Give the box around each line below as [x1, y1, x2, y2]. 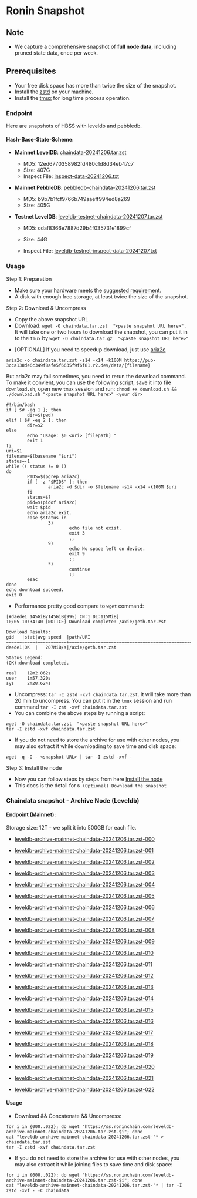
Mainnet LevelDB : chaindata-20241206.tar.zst [14, 149, 127, 156]
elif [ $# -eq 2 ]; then [6, 417, 67, 423]
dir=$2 [27, 422, 43, 428]
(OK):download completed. [6, 660, 69, 666]
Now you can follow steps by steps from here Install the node [14, 776, 163, 783]
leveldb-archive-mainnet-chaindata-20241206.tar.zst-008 [14, 927, 155, 934]
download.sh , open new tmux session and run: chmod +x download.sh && [6, 385, 177, 392]
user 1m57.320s [6, 675, 51, 681]
